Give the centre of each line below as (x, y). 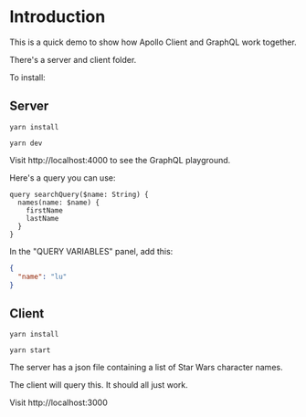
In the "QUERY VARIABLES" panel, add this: (91, 251)
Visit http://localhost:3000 (58, 402)
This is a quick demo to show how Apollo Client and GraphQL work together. (153, 42)
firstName (45, 210)
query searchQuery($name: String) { (79, 194)
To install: (27, 77)
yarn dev (26, 143)
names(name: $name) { (59, 203)
